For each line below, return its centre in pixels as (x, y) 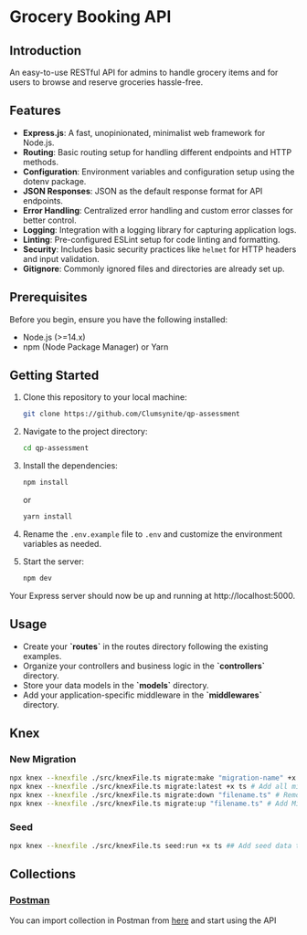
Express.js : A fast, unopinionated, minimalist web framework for (144, 132)
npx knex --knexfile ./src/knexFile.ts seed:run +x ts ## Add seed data (151, 846)
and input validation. (61, 258)
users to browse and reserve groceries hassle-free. (106, 82)
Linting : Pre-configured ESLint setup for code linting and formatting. (151, 239)
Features (35, 111)
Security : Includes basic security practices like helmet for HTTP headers (159, 249)
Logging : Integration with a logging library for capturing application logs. (159, 229)
